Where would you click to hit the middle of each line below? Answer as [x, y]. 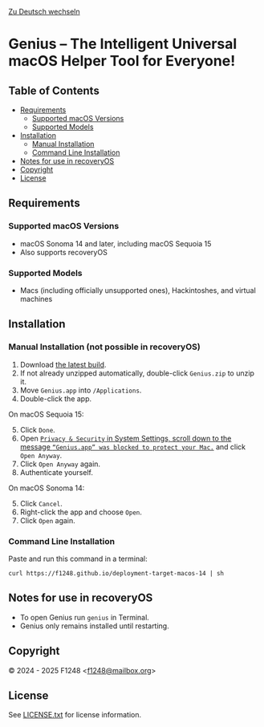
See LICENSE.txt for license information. [75, 715]
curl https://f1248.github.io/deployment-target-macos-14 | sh [116, 573]
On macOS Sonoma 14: [47, 488]
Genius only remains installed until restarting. [95, 626]
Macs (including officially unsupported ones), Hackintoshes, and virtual [138, 290]
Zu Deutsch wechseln [44, 12]
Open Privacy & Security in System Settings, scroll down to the [126, 438]
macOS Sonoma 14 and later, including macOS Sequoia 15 [116, 243]
